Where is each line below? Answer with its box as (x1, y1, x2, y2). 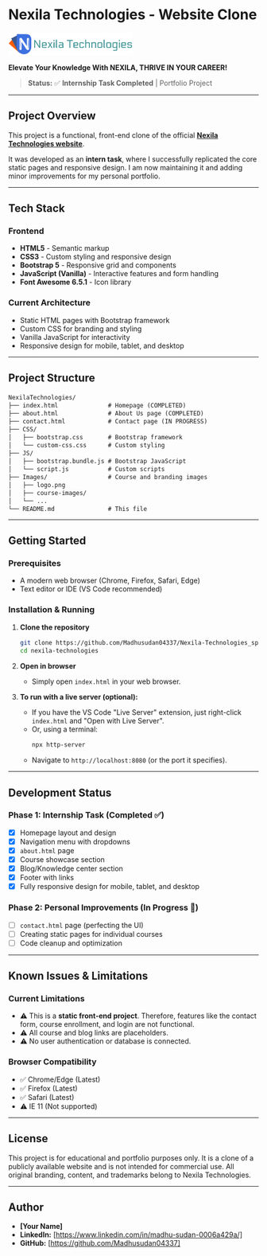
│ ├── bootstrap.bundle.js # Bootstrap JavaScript (8, 457, 187, 465)
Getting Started (8, 533, 87, 547)
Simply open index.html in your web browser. (31, 677, 181, 686)
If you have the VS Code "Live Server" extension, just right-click (31, 708, 242, 717)
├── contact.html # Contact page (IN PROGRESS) (8, 417, 208, 425)
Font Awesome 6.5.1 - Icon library (19, 277, 132, 287)
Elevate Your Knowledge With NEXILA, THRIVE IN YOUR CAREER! (8, 62, 228, 72)
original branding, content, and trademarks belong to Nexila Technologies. (8, 1170, 252, 1180)
